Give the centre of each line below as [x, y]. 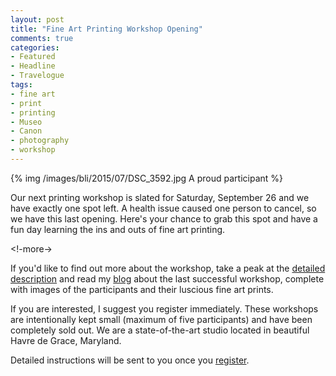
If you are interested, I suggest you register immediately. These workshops [164, 308]
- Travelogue [37, 76]
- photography [40, 141]
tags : [21, 85]
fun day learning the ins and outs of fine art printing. [118, 229]
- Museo [26, 122]
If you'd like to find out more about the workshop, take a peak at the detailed [168, 268]
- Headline [33, 66]
